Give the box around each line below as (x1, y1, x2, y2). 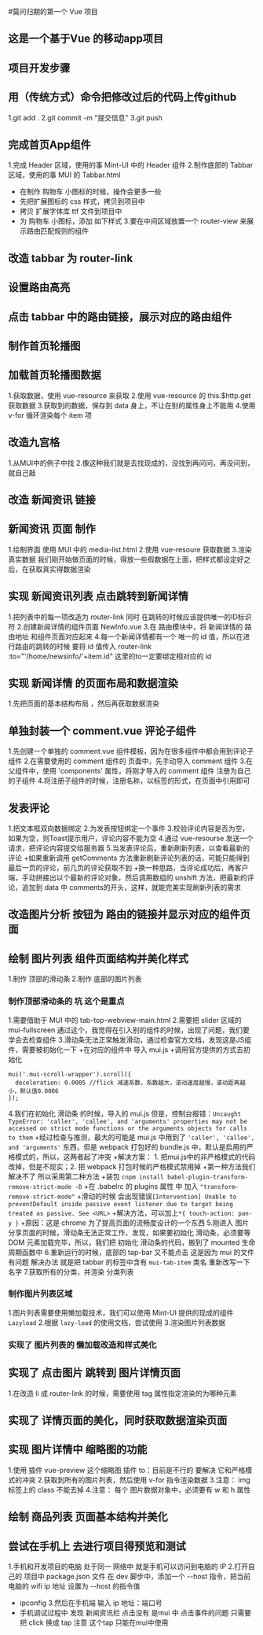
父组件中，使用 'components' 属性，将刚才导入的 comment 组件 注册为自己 (8, 766, 251, 776)
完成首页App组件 (8, 138, 92, 151)
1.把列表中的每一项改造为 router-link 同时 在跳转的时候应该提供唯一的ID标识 (8, 612, 252, 622)
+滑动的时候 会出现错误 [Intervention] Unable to (76, 1191, 237, 1201)
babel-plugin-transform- (167, 1173, 249, 1181)
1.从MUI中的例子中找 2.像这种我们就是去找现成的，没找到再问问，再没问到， (8, 458, 255, 467)
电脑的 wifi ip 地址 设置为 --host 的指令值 (8, 1581, 141, 1591)
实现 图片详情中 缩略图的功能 (8, 1443, 148, 1456)
